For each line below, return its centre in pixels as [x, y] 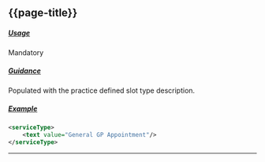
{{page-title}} [43, 13]
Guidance [24, 71]
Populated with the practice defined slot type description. [102, 90]
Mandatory [26, 53]
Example [23, 109]
